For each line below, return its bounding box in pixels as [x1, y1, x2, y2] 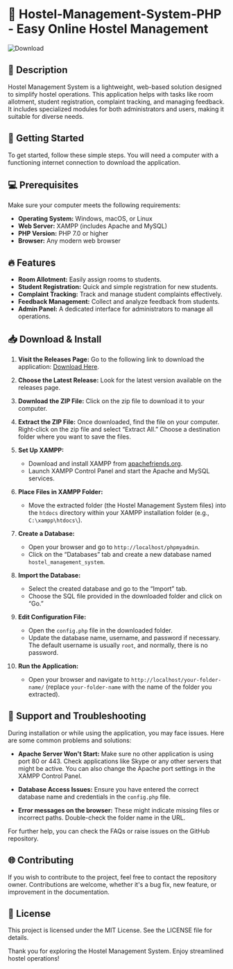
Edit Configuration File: [17, 613, 87, 621]
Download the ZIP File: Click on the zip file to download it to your [17, 397, 205, 405]
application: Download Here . [17, 363, 100, 370]
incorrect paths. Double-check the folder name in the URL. [17, 813, 186, 822]
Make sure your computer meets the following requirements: [8, 201, 181, 209]
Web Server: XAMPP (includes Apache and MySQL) [17, 222, 168, 230]
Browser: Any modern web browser [17, 236, 121, 245]
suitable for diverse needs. [8, 112, 85, 120]
